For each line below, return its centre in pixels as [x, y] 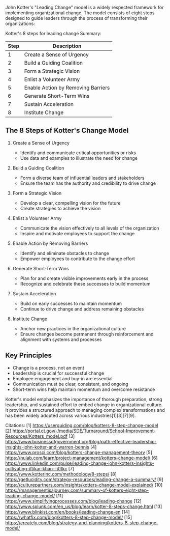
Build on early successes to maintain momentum [71, 303]
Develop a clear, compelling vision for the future [70, 203]
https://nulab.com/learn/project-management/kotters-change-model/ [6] [81, 458]
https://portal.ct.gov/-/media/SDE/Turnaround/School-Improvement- [84, 431]
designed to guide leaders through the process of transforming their [77, 18]
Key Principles [29, 356]
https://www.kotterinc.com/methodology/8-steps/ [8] [61, 474]
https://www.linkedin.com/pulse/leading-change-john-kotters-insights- [80, 463]
